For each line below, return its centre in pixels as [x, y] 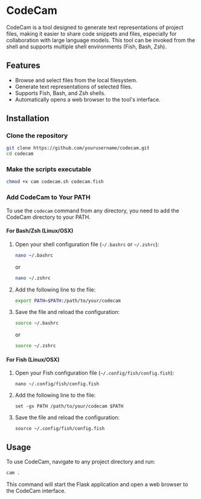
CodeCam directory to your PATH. [49, 217]
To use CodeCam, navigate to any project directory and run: [81, 462]
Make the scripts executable [49, 169]
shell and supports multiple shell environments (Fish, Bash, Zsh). [87, 47]
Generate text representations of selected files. [74, 86]
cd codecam [20, 154]
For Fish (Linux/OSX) [33, 359]
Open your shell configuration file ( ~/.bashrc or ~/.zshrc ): [87, 244]
